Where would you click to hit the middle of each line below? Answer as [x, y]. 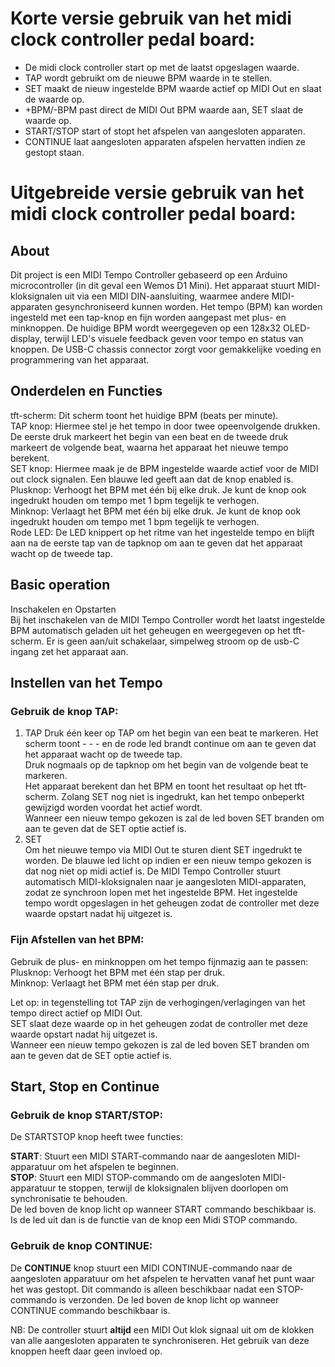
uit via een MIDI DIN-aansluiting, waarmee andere [167, 296]
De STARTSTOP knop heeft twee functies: [97, 1137]
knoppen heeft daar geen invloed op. [86, 1351]
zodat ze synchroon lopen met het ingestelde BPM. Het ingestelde [161, 893]
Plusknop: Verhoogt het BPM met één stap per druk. [117, 972]
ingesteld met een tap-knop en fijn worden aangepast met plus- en [148, 317]
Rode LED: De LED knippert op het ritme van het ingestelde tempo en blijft [162, 532]
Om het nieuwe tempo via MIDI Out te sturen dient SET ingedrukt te [163, 850]
